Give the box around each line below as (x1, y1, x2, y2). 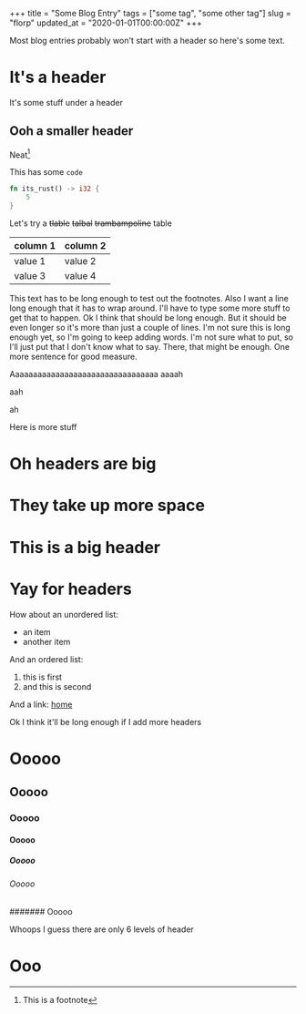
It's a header (9, 67, 107, 87)
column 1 (14, 240, 56, 252)
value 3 (14, 270, 46, 282)
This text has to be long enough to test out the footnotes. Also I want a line (9, 293, 289, 304)
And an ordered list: (9, 653, 84, 664)
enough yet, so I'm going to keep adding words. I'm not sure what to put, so (9, 332, 294, 343)
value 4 (64, 270, 97, 282)
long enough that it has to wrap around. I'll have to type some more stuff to (9, 302, 291, 313)
